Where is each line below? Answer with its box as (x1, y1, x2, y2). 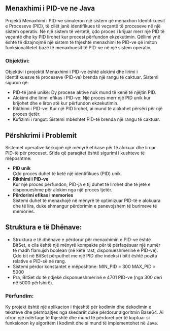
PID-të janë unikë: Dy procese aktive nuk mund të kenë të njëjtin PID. (12, 89, 156, 95)
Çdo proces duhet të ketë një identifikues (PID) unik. (12, 170, 122, 177)
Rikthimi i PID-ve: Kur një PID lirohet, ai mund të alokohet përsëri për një (12, 106, 163, 112)
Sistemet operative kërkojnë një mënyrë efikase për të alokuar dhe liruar (5, 144, 156, 150)
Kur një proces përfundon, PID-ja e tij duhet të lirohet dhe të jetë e (12, 181, 151, 187)
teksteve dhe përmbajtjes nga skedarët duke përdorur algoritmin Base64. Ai (5, 309, 164, 315)
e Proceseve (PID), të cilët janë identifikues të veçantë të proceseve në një (5, 23, 161, 29)
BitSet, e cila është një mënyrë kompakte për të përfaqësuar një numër (12, 242, 161, 248)
